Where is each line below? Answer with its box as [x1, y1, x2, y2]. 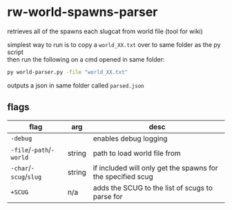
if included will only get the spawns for [93, 163, 219, 173]
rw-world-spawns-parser [7, 4, 158, 20]
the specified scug [93, 171, 153, 181]
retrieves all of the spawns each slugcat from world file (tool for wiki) [7, 27, 204, 35]
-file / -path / [10, 145, 52, 155]
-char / [10, 163, 31, 173]
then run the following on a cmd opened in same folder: [7, 55, 165, 63]
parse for [93, 191, 123, 201]
